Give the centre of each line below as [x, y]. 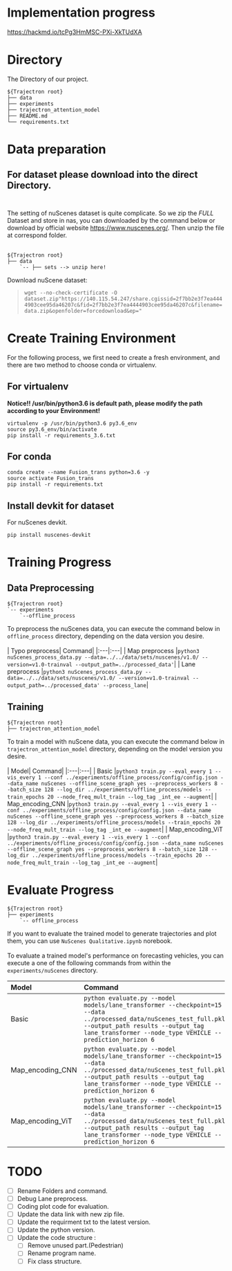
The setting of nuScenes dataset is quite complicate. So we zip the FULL [110, 213]
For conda [29, 457]
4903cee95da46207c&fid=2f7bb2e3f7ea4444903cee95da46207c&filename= [123, 305]
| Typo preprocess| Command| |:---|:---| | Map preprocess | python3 [103, 651]
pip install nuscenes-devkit [49, 535]
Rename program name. [62, 1253]
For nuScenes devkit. [37, 522]
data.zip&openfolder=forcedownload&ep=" [83, 311]
